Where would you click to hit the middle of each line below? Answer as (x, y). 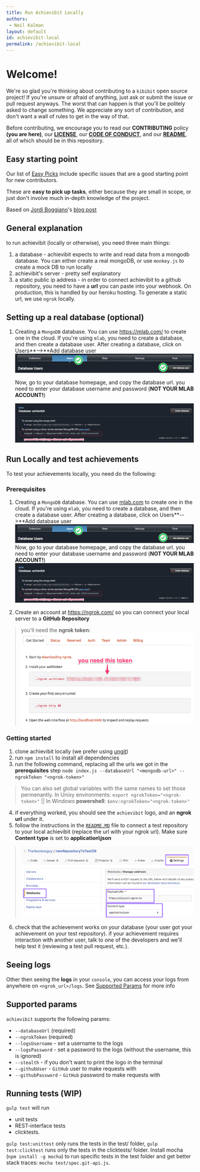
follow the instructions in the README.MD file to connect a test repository (101, 825)
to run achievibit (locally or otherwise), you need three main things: (88, 242)
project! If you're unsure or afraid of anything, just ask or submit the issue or (100, 97)
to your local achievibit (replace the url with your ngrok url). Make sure (101, 831)
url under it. (29, 819)
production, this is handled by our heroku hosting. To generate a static (101, 292)
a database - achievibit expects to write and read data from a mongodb (102, 254)
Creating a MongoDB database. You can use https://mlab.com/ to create (100, 332)
